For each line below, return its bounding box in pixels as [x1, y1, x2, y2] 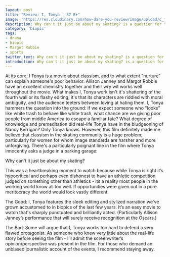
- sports [5, 49, 24, 55]
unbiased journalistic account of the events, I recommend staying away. [5, 246, 155, 252]
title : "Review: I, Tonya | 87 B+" [5, 12, 80, 17]
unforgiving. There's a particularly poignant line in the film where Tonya [5, 142, 154, 149]
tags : [5, 31, 17, 36]
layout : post [5, 7, 33, 13]
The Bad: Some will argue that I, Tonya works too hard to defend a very [5, 225, 154, 231]
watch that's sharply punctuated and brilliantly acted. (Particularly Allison [5, 210, 158, 216]
